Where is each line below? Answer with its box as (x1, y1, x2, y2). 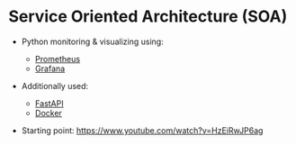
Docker (34, 107, 62, 118)
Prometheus (34, 53, 81, 64)
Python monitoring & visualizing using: (21, 36, 164, 47)
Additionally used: (21, 80, 89, 91)
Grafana (34, 63, 66, 74)
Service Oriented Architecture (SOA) (8, 6, 288, 27)
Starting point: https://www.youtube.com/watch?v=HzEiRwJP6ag (21, 124, 264, 136)
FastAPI (34, 97, 64, 109)
